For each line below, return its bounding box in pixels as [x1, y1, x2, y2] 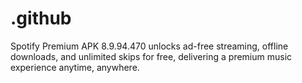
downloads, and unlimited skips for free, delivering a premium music [10, 50, 293, 62]
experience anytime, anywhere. [10, 61, 140, 73]
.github [10, 7, 72, 30]
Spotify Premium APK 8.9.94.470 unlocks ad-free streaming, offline [10, 40, 289, 52]
